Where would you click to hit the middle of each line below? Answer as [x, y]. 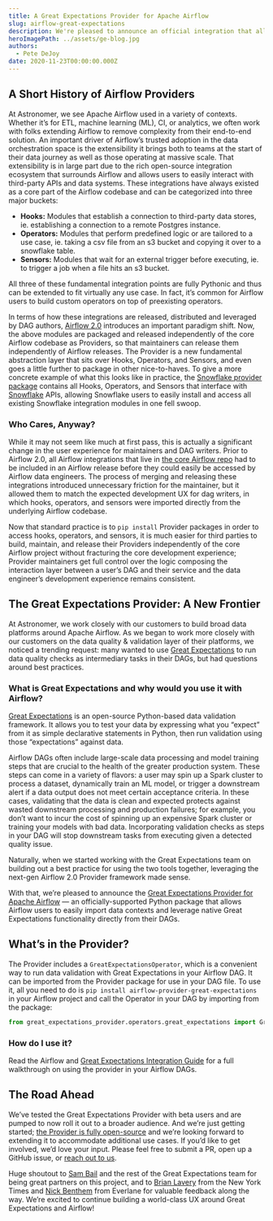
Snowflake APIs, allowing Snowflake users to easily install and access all [130, 395]
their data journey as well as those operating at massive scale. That [121, 157]
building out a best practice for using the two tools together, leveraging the [134, 869]
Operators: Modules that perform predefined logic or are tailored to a [136, 233]
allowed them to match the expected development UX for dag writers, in [129, 494]
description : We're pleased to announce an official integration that [130, 31]
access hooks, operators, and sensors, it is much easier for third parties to [133, 535]
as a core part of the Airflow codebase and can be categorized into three [131, 191]
